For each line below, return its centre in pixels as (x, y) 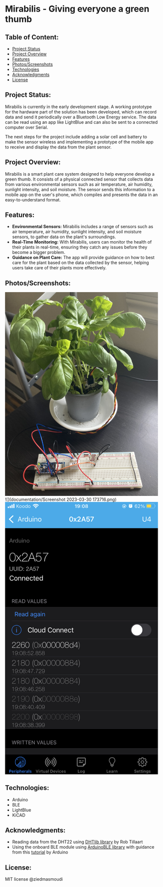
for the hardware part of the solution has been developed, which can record (81, 112)
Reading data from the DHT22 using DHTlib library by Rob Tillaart (77, 842)
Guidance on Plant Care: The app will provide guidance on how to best (83, 258)
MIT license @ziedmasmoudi (34, 879)
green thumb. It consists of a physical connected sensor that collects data (79, 179)
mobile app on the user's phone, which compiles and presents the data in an (81, 195)
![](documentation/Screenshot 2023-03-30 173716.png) (61, 500)
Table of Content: (32, 37)
